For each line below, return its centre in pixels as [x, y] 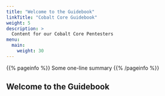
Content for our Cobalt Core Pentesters [62, 34]
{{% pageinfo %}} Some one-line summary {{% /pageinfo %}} [83, 68]
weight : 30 [30, 51]
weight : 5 [19, 23]
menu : [13, 40]
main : [19, 46]
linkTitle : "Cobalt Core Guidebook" [52, 17]
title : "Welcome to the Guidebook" [51, 12]
